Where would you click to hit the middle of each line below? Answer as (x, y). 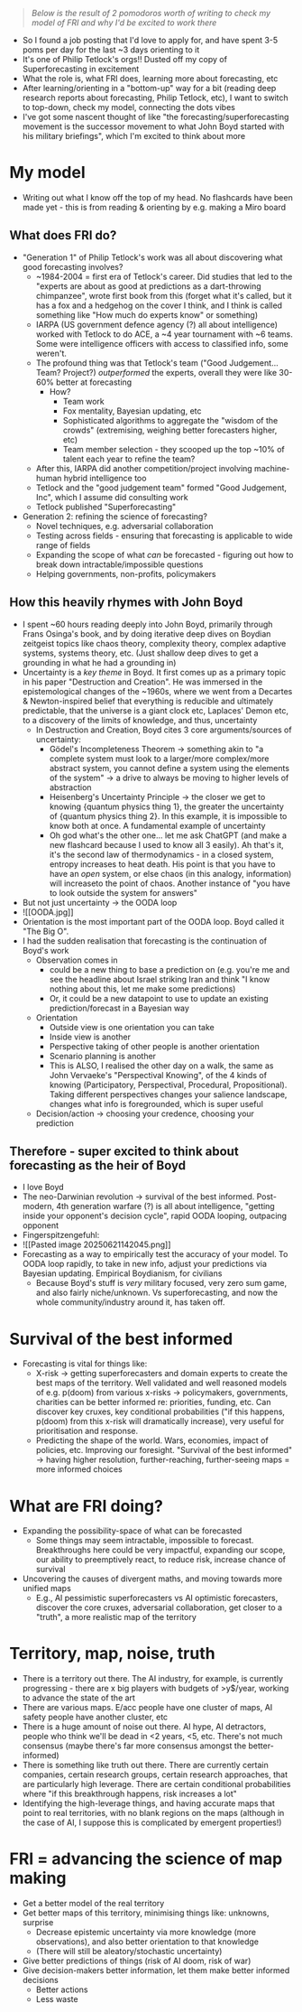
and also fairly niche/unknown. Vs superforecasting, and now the (156, 1293)
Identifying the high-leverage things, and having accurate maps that (148, 1803)
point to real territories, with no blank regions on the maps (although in (153, 1813)
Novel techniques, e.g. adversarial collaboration (124, 526)
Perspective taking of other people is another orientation (154, 1046)
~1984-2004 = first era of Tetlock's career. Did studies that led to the (164, 276)
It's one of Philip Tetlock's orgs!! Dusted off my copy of (125, 59)
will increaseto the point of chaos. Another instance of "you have (170, 883)
